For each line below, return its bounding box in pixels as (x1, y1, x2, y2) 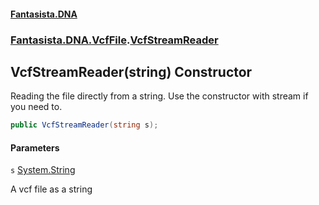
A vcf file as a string (10, 183, 93, 195)
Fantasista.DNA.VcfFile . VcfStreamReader (10, 33, 219, 47)
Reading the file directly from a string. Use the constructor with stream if (10, 90, 309, 102)
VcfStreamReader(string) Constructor (10, 63, 253, 80)
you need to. (10, 101, 63, 113)
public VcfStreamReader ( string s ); (10, 120, 159, 130)
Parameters (10, 141, 60, 154)
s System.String (10, 164, 76, 176)
